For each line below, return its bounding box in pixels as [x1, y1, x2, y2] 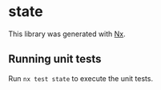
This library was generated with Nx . [8, 29, 126, 39]
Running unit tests [8, 52, 102, 66]
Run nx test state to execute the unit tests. [8, 73, 154, 83]
